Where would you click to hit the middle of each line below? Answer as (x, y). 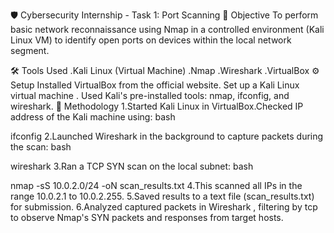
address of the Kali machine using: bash (93, 117)
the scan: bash (41, 147)
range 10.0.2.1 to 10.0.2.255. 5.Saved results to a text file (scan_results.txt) (162, 196)
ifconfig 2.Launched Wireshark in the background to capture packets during (167, 136)
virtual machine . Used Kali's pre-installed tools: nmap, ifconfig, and (150, 95)
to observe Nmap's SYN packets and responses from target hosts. (147, 217)
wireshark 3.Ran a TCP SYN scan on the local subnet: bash (132, 166)
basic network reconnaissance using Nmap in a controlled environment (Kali (167, 29)
